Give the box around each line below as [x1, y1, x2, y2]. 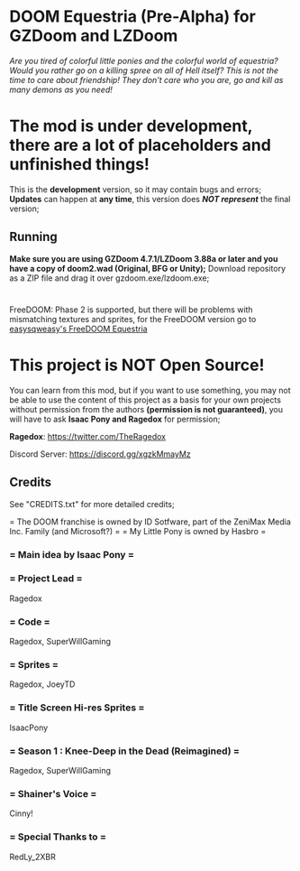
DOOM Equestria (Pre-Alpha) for [9, 6, 257, 27]
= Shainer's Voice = [9, 787, 97, 800]
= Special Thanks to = [9, 830, 106, 843]
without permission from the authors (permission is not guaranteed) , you [9, 403, 284, 414]
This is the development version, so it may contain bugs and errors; [9, 183, 262, 195]
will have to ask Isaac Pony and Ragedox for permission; [9, 413, 221, 424]
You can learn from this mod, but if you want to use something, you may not [9, 385, 291, 395]
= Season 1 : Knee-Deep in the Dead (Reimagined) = [9, 745, 241, 757]
